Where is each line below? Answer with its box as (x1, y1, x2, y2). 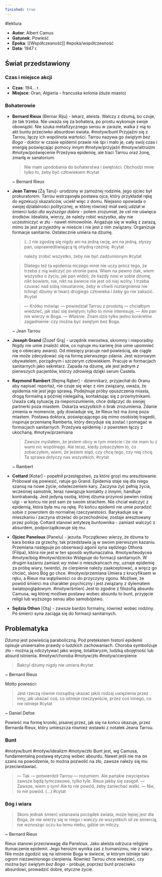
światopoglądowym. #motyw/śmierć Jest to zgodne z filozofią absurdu (12, 586, 154, 591)
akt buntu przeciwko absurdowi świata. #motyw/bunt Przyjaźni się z (12, 129, 148, 135)
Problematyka (5, 624, 48, 633)
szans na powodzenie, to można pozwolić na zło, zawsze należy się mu (5, 758, 147, 764)
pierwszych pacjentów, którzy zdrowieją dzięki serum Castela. (12, 368, 136, 374)
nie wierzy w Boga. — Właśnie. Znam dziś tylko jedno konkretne (24, 313, 152, 319)
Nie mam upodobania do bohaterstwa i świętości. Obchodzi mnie (24, 164, 154, 170)
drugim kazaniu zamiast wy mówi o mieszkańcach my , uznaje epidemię (12, 559, 155, 566)
